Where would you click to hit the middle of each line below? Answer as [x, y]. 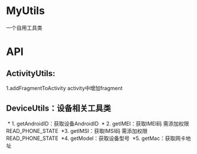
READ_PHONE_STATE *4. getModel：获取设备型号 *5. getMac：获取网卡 [96, 138]
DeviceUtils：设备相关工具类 [59, 109]
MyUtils [26, 11]
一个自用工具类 [24, 28]
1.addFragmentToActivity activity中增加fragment [64, 88]
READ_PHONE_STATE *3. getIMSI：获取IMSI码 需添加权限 [77, 131]
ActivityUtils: [31, 73]
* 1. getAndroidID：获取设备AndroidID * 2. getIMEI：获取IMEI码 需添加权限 [98, 124]
